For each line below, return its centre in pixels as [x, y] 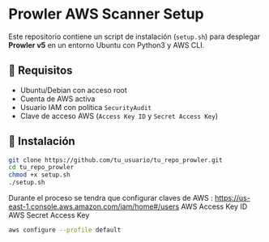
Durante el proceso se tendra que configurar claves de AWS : [111, 198]
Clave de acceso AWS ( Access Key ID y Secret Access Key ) [119, 116]
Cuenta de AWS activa [58, 99]
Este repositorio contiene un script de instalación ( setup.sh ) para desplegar [134, 36]
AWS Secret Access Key [49, 215]
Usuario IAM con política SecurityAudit [86, 107]
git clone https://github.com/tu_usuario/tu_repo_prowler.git [115, 160]
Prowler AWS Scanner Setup [106, 14]
